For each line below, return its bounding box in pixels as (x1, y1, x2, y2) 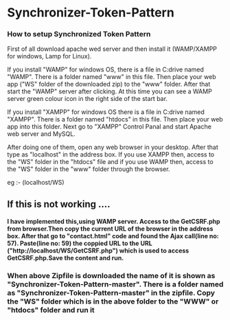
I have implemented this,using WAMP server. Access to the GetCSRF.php (7, 218, 221, 226)
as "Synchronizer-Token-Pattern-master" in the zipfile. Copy (7, 288, 215, 298)
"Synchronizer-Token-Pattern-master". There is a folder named (7, 279, 224, 289)
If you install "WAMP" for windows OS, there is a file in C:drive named (7, 65, 205, 73)
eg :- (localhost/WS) (7, 179, 65, 187)
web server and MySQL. (7, 130, 76, 138)
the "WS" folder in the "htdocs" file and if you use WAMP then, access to (7, 158, 214, 166)
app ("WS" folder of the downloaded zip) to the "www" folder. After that (7, 80, 211, 89)
